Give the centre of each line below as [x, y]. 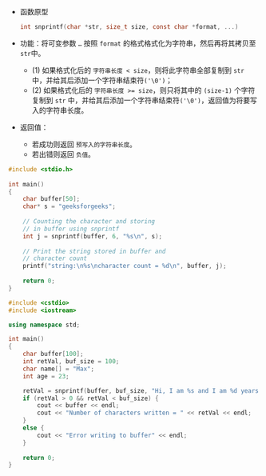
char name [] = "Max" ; [58, 369]
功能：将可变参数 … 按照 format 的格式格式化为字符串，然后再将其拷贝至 [138, 43]
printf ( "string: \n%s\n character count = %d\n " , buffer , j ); [125, 266]
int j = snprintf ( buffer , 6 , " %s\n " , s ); [93, 236]
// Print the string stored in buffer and [94, 251]
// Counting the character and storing [89, 222]
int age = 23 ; [46, 376]
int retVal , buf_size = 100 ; [71, 362]
